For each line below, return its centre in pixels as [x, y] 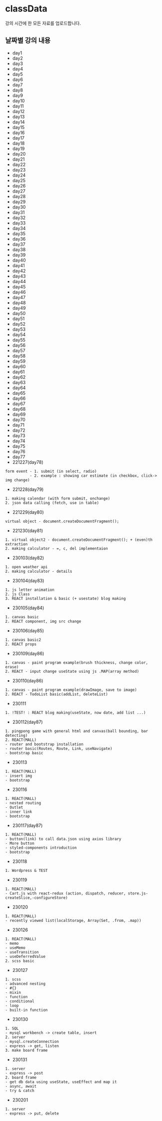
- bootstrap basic [24, 753]
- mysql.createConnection [32, 1041]
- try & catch [20, 1090]
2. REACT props [21, 644]
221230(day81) [28, 530]
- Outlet [14, 807]
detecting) [16, 735]
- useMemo [15, 948]
